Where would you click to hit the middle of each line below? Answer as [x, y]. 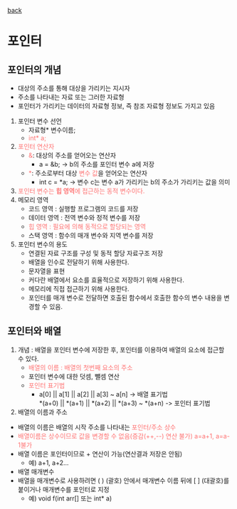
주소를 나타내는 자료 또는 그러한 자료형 [71, 97]
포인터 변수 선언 [39, 121]
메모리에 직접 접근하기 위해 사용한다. [79, 289]
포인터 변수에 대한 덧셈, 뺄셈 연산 [74, 376]
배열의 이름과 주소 [42, 411]
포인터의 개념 [35, 69]
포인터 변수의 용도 [42, 244]
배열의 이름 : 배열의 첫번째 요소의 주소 [80, 367]
